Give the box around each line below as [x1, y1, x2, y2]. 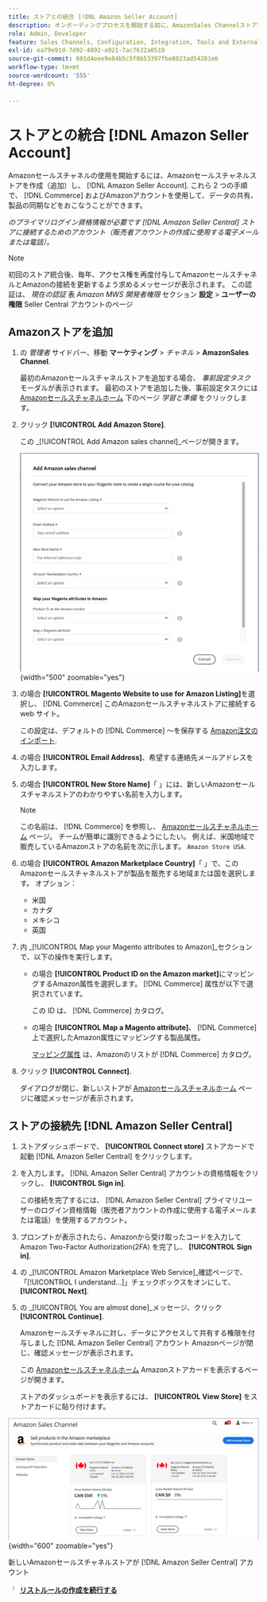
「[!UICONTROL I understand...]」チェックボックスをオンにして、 [19, 1277, 235, 1287]
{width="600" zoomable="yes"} [8, 1541, 114, 1550]
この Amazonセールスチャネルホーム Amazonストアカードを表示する [19, 1365, 245, 1374]
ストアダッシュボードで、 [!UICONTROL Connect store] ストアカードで [19, 1142, 255, 1152]
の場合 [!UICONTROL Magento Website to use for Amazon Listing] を [19, 689, 249, 699]
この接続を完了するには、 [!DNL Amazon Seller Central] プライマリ [19, 1195, 239, 1205]
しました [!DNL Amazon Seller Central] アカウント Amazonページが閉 [26, 1338, 254, 1348]
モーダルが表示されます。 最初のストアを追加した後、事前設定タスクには [19, 383, 258, 393]
